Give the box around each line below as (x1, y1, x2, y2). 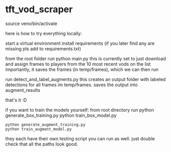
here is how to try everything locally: (5, 30, 82, 36)
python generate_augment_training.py (5, 122, 86, 127)
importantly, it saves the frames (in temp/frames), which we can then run (5, 66, 159, 72)
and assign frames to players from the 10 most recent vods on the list (5, 61, 151, 67)
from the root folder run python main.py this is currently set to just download (5, 55, 166, 62)
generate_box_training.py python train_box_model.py (5, 112, 117, 118)
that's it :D (5, 97, 27, 103)
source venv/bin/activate (5, 20, 58, 27)
